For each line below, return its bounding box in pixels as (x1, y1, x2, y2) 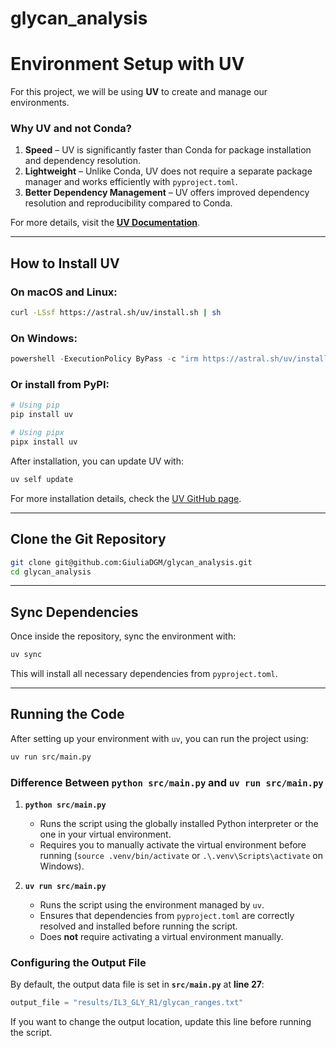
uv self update (10, 474, 74, 484)
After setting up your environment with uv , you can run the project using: (10, 732, 309, 744)
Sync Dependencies (10, 603, 139, 621)
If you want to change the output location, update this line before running (10, 1016, 312, 1028)
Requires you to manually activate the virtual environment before (39, 839, 307, 851)
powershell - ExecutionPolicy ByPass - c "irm (10, 354, 199, 364)
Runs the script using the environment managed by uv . (39, 899, 265, 911)
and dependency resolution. (24, 155, 142, 167)
